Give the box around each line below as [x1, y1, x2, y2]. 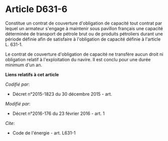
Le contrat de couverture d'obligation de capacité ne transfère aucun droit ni [5, 51, 164, 57]
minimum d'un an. [5, 62, 43, 68]
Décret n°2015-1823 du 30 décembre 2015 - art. [12, 91, 112, 97]
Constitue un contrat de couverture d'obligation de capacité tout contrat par [5, 20, 162, 26]
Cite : [5, 120, 15, 126]
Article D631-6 [5, 4, 68, 15]
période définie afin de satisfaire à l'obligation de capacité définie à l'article [5, 36, 161, 42]
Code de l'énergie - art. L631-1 [12, 129, 76, 136]
